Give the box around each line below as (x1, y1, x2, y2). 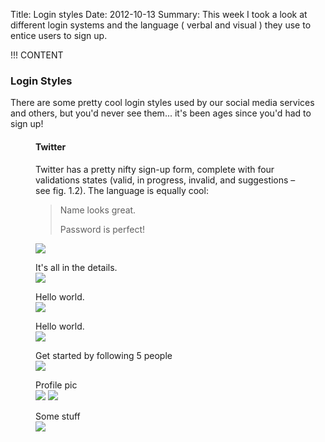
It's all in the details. (35, 261, 118, 273)
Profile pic (35, 379, 78, 391)
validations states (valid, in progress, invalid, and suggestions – (35, 174, 296, 186)
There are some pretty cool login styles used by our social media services (10, 97, 315, 109)
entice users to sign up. (10, 30, 108, 41)
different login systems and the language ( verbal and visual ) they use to (10, 19, 312, 31)
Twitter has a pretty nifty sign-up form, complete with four (35, 163, 275, 175)
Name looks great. (59, 204, 137, 216)
